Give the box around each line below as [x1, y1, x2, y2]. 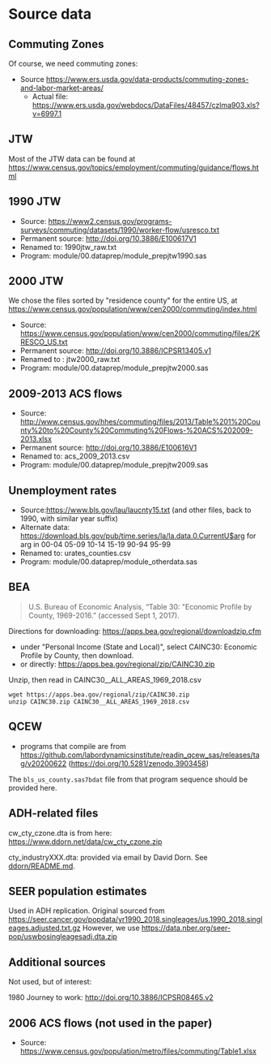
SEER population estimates [8, 884, 147, 898]
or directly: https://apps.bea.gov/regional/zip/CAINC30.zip [19, 659, 215, 669]
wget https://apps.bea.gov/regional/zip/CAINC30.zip [8, 691, 190, 699]
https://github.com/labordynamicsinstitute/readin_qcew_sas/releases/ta [19, 750, 260, 760]
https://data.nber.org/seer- [141, 923, 231, 933]
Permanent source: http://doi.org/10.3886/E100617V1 [19, 233, 197, 243]
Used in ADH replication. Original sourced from [8, 906, 165, 915]
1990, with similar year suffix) [19, 514, 119, 523]
